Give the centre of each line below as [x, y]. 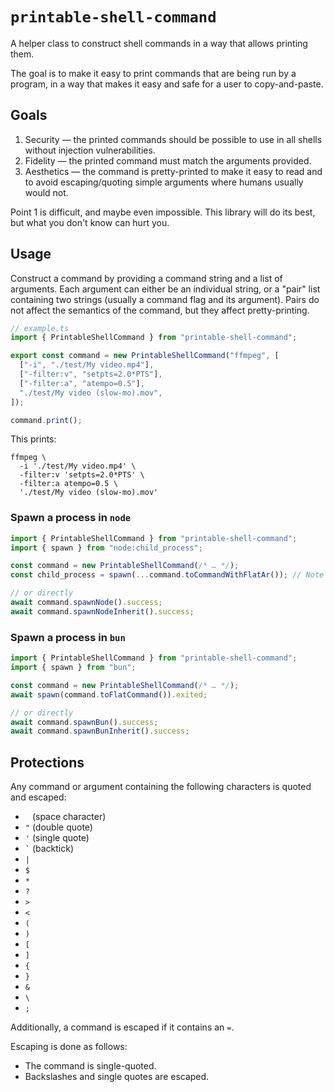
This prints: [33, 439]
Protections [47, 762]
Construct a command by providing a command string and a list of [146, 278]
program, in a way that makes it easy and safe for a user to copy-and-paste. [167, 84]
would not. [46, 192]
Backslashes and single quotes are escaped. [117, 1077]
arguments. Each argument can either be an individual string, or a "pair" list [165, 289]
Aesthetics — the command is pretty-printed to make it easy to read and [173, 171]
